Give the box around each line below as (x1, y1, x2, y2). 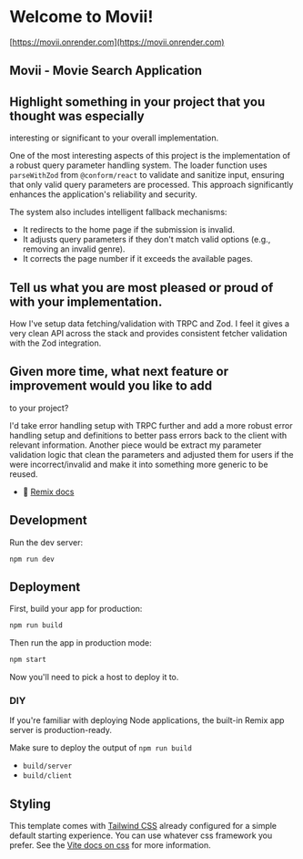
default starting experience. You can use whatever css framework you (9, 830, 273, 841)
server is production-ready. (9, 725, 112, 736)
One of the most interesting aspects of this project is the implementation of (9, 150, 291, 161)
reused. (9, 468, 38, 480)
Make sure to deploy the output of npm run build (9, 742, 193, 753)
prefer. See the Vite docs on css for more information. (9, 840, 211, 851)
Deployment (9, 579, 81, 595)
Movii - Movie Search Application (9, 63, 203, 78)
